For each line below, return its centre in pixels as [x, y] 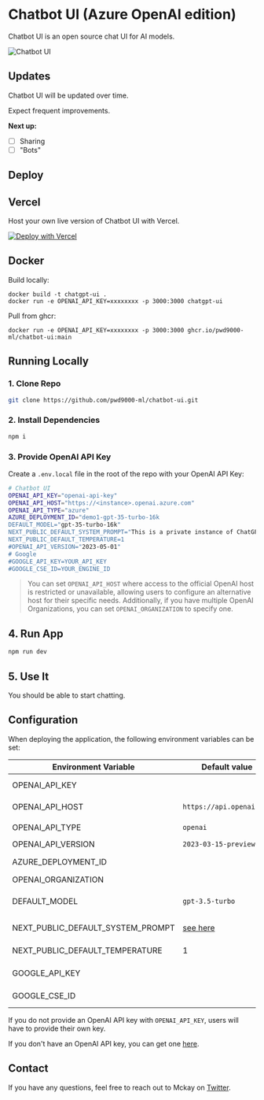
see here [199, 928]
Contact [28, 1069]
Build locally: [29, 280]
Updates [29, 76]
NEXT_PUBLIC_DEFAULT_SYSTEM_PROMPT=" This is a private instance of [121, 532]
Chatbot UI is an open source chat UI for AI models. [92, 36]
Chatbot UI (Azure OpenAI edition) [123, 15]
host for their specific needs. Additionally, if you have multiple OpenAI [140, 601]
